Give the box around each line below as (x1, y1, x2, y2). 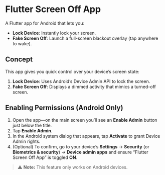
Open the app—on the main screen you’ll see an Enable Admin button (12, 117, 157, 123)
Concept (5, 55, 33, 64)
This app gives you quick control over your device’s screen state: (5, 68, 139, 74)
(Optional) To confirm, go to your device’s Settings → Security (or (12, 143, 149, 149)
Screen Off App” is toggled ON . (12, 154, 78, 160)
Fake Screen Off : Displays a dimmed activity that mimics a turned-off (12, 83, 156, 90)
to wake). (12, 40, 32, 46)
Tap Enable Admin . (12, 127, 53, 134)
